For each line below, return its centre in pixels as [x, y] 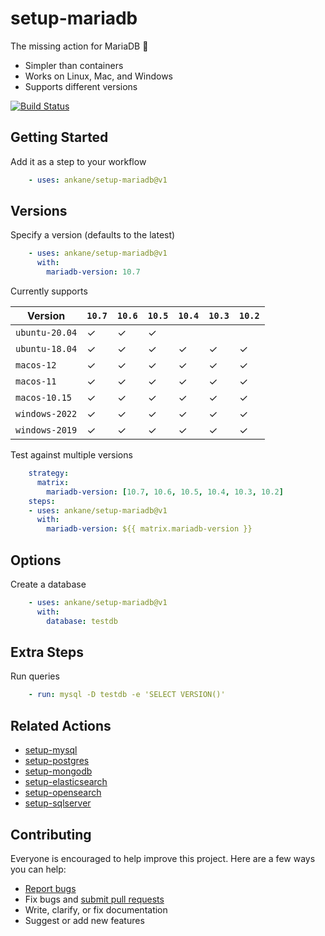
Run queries [35, 676]
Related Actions [61, 725]
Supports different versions [81, 86]
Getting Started [59, 137]
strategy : [49, 473]
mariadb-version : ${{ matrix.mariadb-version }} [149, 529]
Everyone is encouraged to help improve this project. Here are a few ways [163, 858]
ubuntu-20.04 [46, 333]
